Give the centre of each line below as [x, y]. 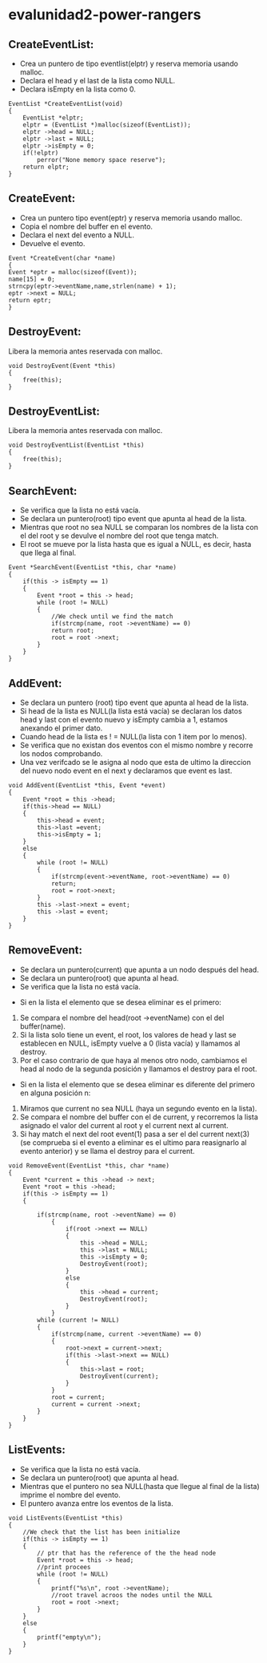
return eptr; [30, 300]
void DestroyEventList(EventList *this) [77, 445]
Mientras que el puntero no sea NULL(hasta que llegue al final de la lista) [139, 1486]
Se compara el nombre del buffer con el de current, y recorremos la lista [139, 1117]
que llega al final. [48, 553]
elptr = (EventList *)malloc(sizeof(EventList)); [107, 125]
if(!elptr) [41, 153]
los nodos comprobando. [61, 754]
